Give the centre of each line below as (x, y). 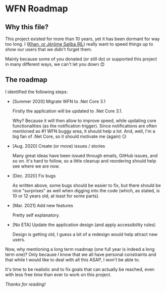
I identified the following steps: (36, 92)
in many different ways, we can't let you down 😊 (55, 64)
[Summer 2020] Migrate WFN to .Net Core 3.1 (59, 101)
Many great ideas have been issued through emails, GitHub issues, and (85, 155)
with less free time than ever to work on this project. (58, 274)
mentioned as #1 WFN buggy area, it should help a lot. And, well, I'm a (84, 131)
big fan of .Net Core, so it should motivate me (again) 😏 (69, 136)
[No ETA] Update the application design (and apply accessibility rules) (84, 225)
